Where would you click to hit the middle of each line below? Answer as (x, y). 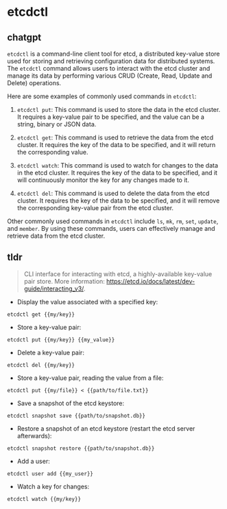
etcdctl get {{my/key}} (41, 314)
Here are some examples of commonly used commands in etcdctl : (102, 96)
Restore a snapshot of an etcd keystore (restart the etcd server (106, 428)
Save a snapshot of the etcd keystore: (71, 403)
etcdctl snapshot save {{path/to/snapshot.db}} (76, 416)
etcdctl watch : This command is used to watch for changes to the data (117, 165)
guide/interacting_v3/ (54, 289)
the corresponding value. (52, 152)
